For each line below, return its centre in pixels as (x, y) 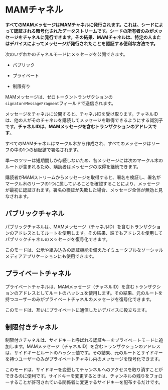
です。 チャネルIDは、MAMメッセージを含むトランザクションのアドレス (79, 126)
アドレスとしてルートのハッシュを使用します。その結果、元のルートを (91, 293)
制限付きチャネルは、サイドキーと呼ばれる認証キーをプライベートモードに (82, 340)
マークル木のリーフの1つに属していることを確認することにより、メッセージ (82, 183)
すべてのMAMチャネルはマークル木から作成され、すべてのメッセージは (78, 143)
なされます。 (18, 196)
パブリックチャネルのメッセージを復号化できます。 (58, 239)
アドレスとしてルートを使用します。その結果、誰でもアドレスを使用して (88, 233)
